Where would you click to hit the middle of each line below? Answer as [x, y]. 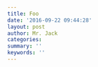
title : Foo [23, 14]
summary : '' [24, 46]
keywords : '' [26, 53]
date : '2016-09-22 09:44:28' [50, 20]
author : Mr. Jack [33, 33]
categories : [24, 40]
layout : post [26, 27]
